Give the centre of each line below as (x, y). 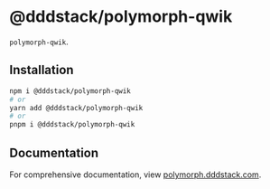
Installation (42, 70)
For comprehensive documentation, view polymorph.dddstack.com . (135, 175)
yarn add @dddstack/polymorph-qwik (76, 108)
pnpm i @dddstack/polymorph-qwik (72, 125)
